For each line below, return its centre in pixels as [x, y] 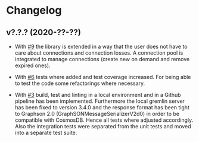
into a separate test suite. [46, 132]
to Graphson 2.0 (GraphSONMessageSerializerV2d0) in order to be [97, 114]
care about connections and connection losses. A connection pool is [99, 53]
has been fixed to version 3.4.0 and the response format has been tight [102, 107]
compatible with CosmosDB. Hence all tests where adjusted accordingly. [104, 120]
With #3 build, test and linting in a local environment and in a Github [98, 95]
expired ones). [32, 65]
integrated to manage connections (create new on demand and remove [102, 59]
